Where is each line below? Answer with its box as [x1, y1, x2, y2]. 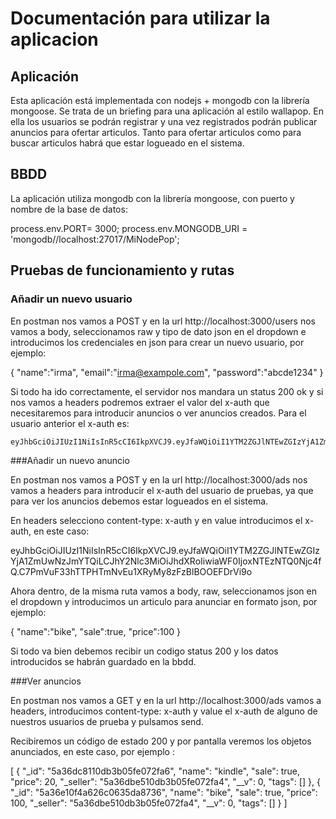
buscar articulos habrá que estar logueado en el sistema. [10, 137, 245, 149]
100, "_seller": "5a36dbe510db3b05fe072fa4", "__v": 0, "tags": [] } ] [10, 797, 288, 809]
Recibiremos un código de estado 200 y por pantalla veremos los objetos [10, 735, 312, 747]
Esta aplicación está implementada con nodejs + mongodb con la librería [10, 95, 310, 106]
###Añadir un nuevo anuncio [10, 454, 130, 466]
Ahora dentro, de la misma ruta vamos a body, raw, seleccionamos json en [10, 585, 317, 597]
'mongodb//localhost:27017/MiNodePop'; [10, 233, 180, 245]
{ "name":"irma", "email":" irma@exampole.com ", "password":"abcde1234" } [10, 366, 324, 378]
